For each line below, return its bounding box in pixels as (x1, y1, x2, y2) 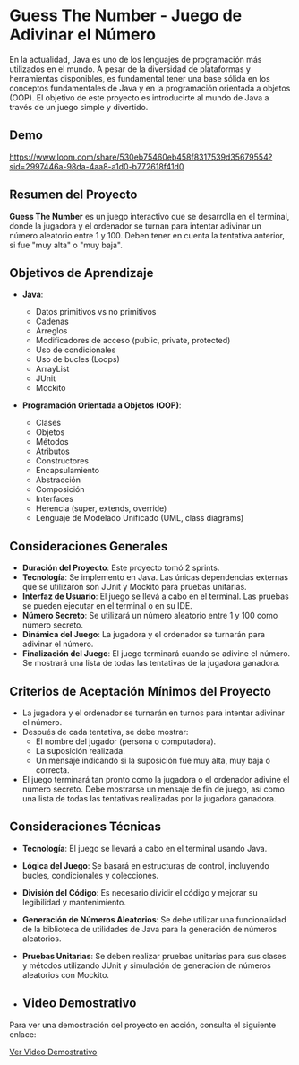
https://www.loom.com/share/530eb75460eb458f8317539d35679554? (9, 152, 273, 162)
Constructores (35, 455, 90, 466)
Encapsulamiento (35, 465, 100, 476)
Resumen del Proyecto (9, 187, 138, 203)
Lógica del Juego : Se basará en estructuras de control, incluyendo (21, 860, 270, 870)
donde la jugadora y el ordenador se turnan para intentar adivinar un (9, 221, 262, 231)
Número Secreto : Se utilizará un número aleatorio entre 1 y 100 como (21, 610, 278, 621)
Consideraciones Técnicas (9, 819, 161, 835)
